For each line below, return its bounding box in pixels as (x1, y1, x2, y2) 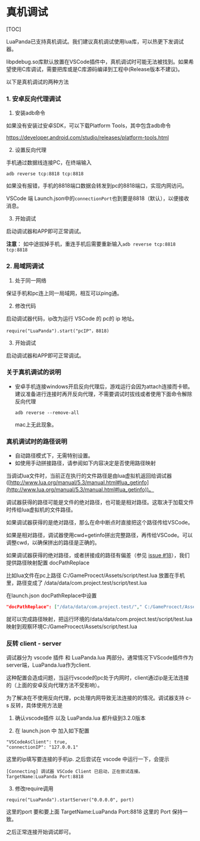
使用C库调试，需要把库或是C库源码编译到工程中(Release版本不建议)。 (11, 65, 183, 72)
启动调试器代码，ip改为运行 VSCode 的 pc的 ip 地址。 (6, 315, 138, 322)
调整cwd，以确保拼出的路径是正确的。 (6, 539, 100, 547)
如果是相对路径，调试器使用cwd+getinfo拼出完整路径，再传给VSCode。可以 (6, 532, 193, 539)
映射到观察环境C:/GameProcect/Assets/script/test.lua (6, 623, 137, 630)
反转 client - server (6, 639, 62, 647)
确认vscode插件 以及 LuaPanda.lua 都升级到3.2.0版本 (14, 714, 146, 722)
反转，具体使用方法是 (10, 702, 63, 709)
